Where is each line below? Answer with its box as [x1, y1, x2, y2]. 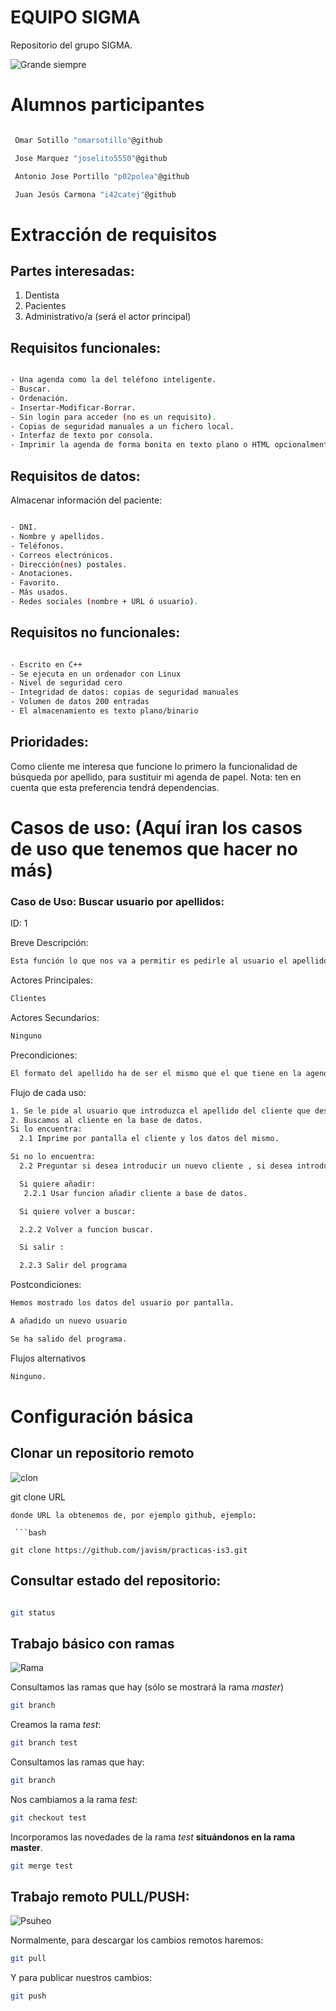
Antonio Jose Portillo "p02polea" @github [14, 171, 190, 181]
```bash [14, 1527, 47, 1538]
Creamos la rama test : [10, 1719, 102, 1731]
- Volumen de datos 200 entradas [10, 697, 150, 707]
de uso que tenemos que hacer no [10, 837, 298, 860]
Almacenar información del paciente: [10, 494, 163, 506]
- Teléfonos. [10, 541, 65, 551]
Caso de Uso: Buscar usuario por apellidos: [10, 894, 225, 908]
